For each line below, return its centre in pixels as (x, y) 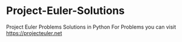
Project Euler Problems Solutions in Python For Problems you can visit (91, 27)
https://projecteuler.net (34, 33)
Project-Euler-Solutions (66, 11)
